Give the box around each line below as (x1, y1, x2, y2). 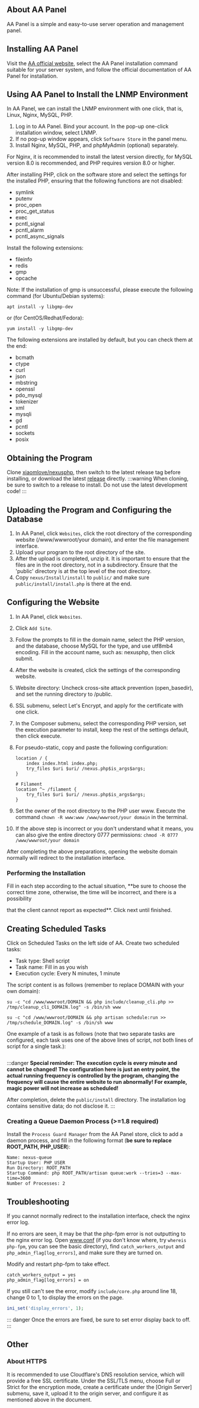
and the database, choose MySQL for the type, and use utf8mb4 (15, 642, 174, 649)
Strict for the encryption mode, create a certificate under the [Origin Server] (7, 1383, 192, 1390)
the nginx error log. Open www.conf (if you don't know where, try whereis (7, 1237, 187, 1244)
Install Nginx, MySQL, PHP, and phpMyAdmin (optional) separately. (15, 142, 179, 149)
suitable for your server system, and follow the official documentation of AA (7, 66, 192, 73)
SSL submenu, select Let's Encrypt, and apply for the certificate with (15, 702, 184, 709)
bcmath (15, 354, 34, 361)
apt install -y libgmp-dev (7, 304, 73, 310)
